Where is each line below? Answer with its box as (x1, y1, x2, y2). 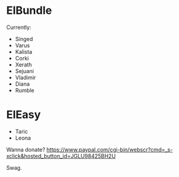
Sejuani (15, 67, 35, 74)
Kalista (15, 48, 32, 55)
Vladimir (15, 74, 36, 81)
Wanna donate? (6, 146, 46, 153)
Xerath (15, 61, 32, 68)
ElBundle (6, 4, 52, 18)
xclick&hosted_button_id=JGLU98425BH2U (6, 152, 117, 159)
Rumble (15, 86, 35, 94)
